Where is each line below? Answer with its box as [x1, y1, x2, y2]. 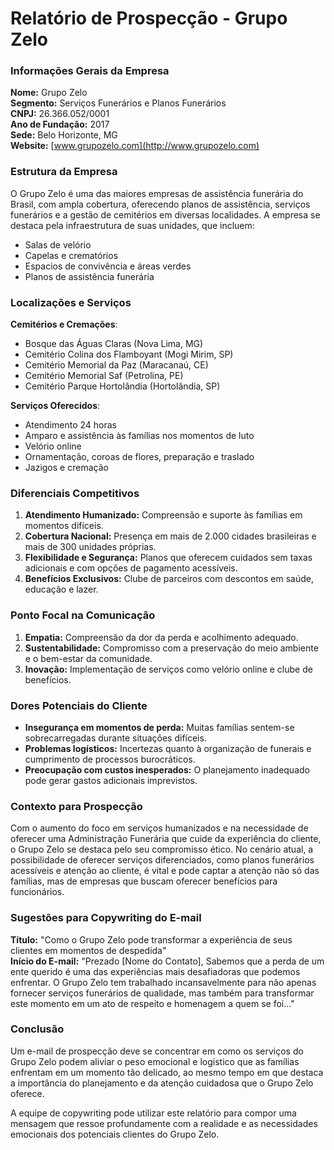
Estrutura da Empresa [10, 165, 118, 179]
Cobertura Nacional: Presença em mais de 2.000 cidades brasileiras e [24, 530, 317, 542]
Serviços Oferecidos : [10, 400, 101, 412]
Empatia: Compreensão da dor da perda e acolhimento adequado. [24, 631, 299, 643]
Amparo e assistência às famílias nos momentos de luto [24, 430, 255, 442]
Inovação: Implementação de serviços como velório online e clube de [24, 663, 313, 675]
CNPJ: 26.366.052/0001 [10, 108, 110, 120]
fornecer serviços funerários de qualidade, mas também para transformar [10, 987, 315, 999]
